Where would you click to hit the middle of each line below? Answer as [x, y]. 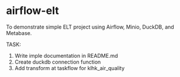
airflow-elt [33, 11]
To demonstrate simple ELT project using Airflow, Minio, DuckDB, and [90, 27]
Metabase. [19, 33]
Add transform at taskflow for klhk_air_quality [69, 68]
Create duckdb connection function [58, 62]
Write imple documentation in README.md [66, 55]
